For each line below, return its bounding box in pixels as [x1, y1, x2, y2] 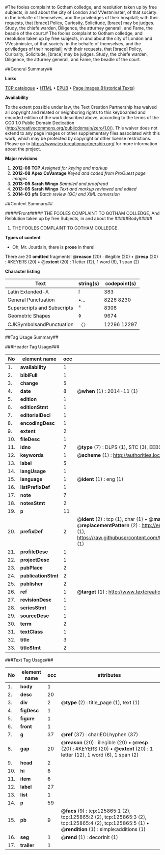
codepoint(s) [105, 280, 137, 287]
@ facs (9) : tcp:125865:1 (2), [61, 807, 131, 814]
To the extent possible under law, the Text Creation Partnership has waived [5, 104, 157, 110]
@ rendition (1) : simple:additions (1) [61, 826, 146, 832]
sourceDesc [20, 612, 49, 619]
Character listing [5, 268, 40, 274]
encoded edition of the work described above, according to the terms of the [5, 115, 159, 120]
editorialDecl [20, 412, 51, 418]
